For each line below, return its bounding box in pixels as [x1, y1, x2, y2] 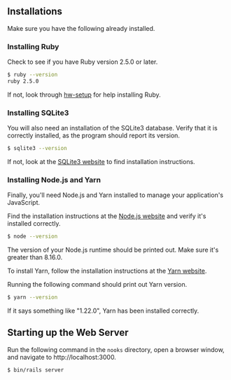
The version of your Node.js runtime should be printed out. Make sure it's [7, 245, 219, 255]
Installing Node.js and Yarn [7, 175, 101, 184]
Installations [7, 6, 63, 18]
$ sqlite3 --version [7, 145, 68, 152]
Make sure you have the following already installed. [7, 24, 155, 32]
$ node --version [7, 233, 58, 240]
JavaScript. [7, 198, 41, 207]
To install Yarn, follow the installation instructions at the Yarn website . [7, 266, 207, 276]
